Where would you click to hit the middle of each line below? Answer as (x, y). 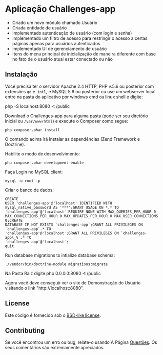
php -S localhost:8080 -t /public (37, 106)
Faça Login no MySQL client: (34, 172)
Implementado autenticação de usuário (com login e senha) (72, 33)
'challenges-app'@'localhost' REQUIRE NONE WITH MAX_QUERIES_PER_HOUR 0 (81, 212)
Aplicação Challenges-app (60, 9)
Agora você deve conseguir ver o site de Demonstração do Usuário (73, 282)
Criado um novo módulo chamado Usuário (55, 23)
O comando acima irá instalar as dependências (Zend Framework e (72, 139)
